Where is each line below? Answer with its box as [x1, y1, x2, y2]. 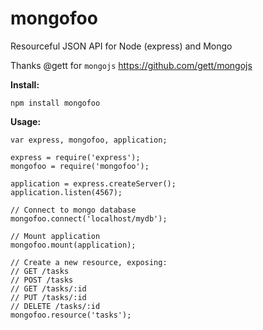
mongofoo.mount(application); [10, 240, 137, 250]
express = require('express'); [10, 152, 141, 162]
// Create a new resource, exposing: [10, 257, 168, 267]
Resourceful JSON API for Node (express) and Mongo [10, 40, 233, 52]
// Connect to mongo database [10, 205, 137, 215]
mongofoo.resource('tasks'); [10, 310, 132, 320]
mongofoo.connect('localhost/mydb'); [10, 213, 168, 224]
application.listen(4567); [10, 187, 123, 197]
